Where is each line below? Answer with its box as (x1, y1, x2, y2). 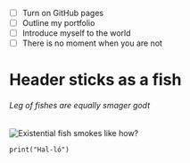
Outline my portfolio (21, 18, 95, 29)
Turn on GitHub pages (21, 8, 104, 18)
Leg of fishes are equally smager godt (9, 100, 150, 111)
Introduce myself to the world (21, 28, 131, 39)
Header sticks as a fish (9, 70, 182, 90)
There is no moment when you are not (21, 38, 163, 48)
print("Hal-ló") (9, 145, 70, 154)
